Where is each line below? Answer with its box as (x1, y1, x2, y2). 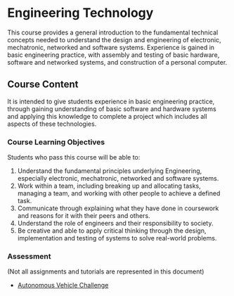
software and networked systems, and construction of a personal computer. (7, 58, 228, 66)
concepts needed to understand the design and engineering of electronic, (7, 35, 221, 44)
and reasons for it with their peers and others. (17, 212, 150, 220)
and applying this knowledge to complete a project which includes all (7, 112, 207, 120)
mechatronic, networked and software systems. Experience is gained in (7, 43, 215, 51)
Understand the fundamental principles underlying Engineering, (17, 167, 202, 175)
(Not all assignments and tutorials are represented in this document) (7, 267, 204, 276)
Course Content (7, 79, 79, 91)
